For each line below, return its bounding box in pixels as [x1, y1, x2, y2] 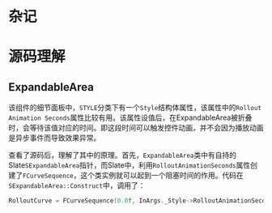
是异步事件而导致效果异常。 [8, 133, 101, 143]
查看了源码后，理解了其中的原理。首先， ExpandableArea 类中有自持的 [8, 151, 237, 160]
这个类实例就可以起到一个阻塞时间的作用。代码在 [80, 171, 244, 181]
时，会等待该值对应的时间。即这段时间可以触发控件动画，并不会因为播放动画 [8, 123, 264, 133]
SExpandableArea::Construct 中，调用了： [8, 181, 146, 190]
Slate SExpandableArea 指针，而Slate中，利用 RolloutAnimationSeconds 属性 [8, 160, 251, 170]
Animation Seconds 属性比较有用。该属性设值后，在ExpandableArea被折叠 [8, 113, 253, 122]
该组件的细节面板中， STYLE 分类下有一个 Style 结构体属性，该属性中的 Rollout [8, 103, 261, 113]
